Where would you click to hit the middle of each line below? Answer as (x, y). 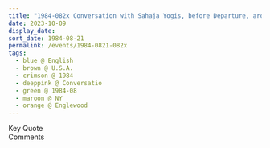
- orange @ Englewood (52, 105)
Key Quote (26, 129)
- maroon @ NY (39, 98)
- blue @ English (45, 61)
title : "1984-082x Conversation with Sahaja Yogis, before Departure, (129, 16)
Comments (27, 137)
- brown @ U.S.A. (45, 68)
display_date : (32, 31)
